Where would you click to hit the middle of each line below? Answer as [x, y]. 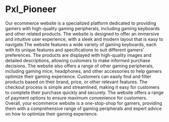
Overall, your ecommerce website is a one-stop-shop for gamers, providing [84, 103]
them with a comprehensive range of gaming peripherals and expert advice [83, 108]
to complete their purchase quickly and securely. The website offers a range [84, 92]
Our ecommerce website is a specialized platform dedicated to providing [81, 23]
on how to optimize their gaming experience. [52, 113]
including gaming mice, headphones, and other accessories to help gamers [84, 71]
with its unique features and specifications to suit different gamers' [75, 50]
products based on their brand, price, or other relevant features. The [76, 82]
